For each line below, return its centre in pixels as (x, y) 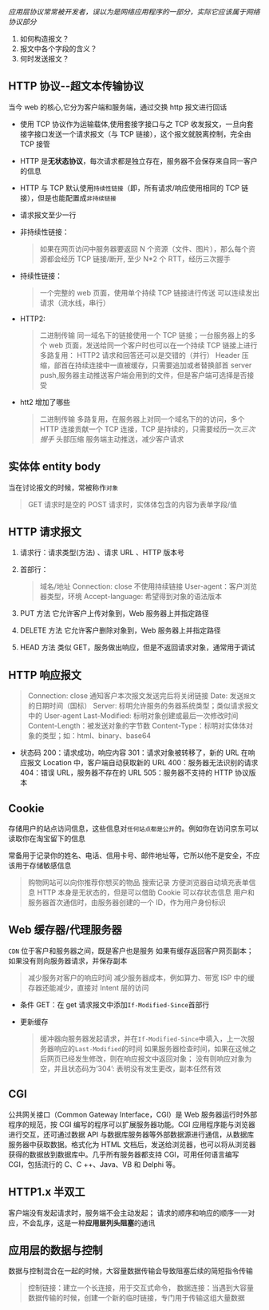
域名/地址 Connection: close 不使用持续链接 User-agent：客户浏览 (148, 586)
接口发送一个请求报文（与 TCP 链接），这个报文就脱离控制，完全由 (142, 133)
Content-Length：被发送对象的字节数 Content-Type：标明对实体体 (137, 726)
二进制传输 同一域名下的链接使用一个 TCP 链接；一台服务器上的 (144, 335)
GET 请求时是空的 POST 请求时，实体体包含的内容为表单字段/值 (133, 504)
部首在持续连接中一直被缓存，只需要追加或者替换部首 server (153, 365)
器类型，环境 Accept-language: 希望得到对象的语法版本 (131, 597)
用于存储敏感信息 (43, 866)
